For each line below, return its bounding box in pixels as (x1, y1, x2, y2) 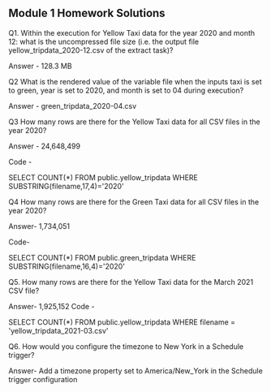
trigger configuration (8, 374, 78, 384)
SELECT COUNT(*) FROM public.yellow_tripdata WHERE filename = (8, 317, 236, 327)
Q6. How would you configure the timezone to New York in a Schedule (8, 341, 244, 351)
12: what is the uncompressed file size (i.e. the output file (8, 37, 200, 46)
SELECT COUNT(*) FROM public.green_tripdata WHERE (8, 252, 196, 262)
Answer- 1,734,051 (8, 221, 71, 230)
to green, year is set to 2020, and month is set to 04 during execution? (8, 85, 244, 95)
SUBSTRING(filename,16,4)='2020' (8, 261, 126, 271)
